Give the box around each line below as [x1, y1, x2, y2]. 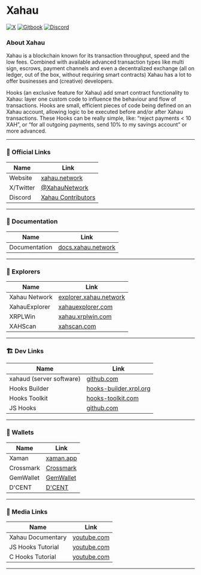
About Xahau [6, 38, 45, 47]
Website [9, 173, 32, 182]
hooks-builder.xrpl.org [86, 384, 151, 393]
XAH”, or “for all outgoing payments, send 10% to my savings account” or [6, 121, 187, 128]
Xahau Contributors [41, 193, 96, 201]
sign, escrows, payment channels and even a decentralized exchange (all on [6, 65, 194, 72]
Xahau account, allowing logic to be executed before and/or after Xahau [6, 109, 184, 116]
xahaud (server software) [9, 375, 81, 383]
